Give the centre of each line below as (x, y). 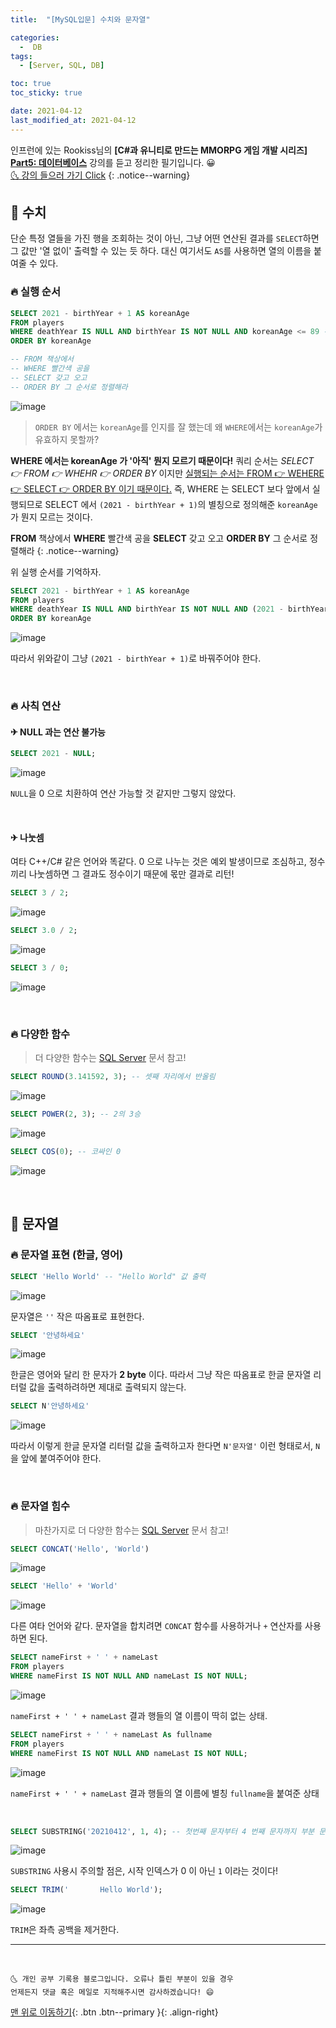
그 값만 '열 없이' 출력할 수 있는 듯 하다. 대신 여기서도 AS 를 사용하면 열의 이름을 (161, 251)
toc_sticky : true (46, 93)
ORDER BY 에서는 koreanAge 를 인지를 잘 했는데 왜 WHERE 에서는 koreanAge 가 (178, 427)
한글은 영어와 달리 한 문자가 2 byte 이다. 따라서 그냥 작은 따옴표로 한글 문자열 (161, 1375)
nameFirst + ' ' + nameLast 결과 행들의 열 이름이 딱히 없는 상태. (139, 1715)
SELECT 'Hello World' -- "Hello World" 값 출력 (108, 1276)
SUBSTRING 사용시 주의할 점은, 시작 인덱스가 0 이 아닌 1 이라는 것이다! (144, 1871)
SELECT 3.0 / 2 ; (44, 931)
